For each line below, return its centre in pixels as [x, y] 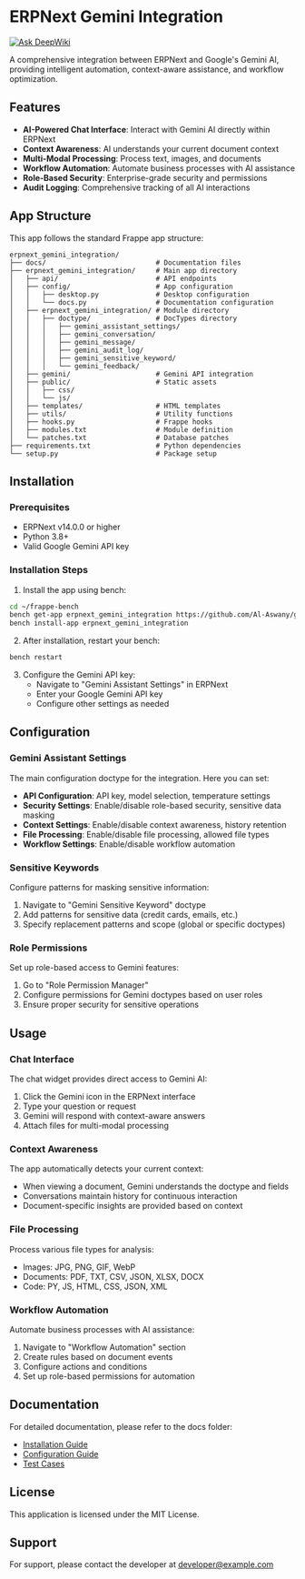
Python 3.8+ [46, 537]
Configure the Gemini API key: [79, 675]
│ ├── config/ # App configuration [121, 287]
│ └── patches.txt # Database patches [119, 437]
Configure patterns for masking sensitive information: [109, 888]
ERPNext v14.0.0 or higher [71, 527]
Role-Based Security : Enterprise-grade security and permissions [145, 177]
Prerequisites [39, 507]
